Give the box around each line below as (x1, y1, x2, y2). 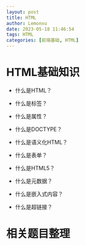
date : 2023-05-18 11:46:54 (6, 26, 74, 32)
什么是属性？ (15, 112, 47, 119)
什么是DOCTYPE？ (15, 126, 62, 133)
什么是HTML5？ (15, 164, 56, 171)
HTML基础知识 (6, 65, 80, 79)
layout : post (6, 9, 39, 15)
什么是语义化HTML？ (15, 138, 68, 146)
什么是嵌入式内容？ (15, 190, 64, 197)
